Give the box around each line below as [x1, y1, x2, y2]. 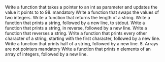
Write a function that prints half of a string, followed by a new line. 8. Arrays [5, 41, 159, 46]
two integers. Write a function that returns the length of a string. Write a [5, 15, 150, 20]
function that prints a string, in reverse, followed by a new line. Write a [5, 25, 147, 31]
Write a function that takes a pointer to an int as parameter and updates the [5, 4, 158, 10]
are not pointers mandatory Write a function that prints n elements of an [5, 46, 151, 52]
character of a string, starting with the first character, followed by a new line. [5, 35, 161, 41]
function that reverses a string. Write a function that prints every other [5, 31, 147, 36]
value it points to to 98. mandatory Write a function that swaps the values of [5, 9, 159, 15]
